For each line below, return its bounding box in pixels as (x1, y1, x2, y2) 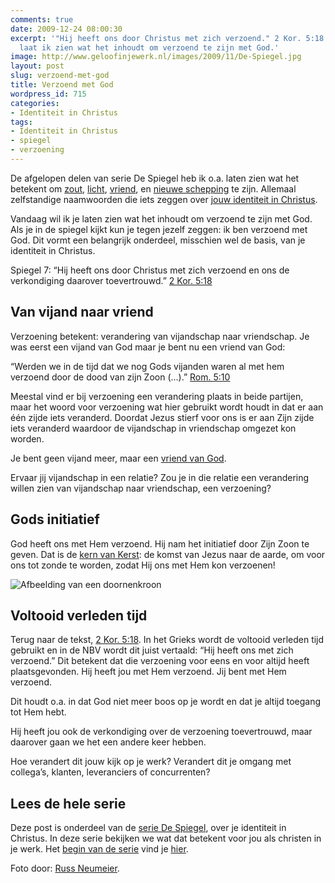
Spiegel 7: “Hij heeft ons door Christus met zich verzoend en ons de (10, 264, 290, 276)
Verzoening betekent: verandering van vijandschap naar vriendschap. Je (10, 330, 310, 342)
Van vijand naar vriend (10, 304, 154, 321)
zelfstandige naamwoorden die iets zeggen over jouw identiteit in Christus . (10, 193, 318, 205)
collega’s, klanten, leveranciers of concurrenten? (10, 766, 211, 778)
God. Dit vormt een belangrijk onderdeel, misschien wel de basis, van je (10, 234, 306, 246)
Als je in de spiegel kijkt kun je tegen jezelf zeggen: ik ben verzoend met (10, 223, 308, 235)
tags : (10, 117, 33, 127)
